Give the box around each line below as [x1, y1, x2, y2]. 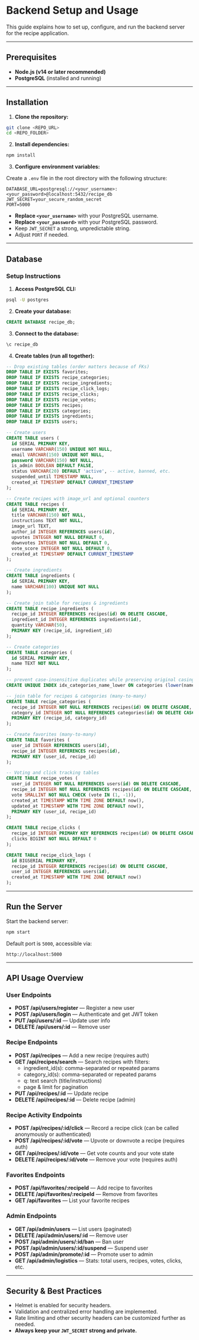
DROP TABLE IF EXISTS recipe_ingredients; [6, 380, 113, 387]
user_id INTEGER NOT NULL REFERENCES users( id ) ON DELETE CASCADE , [11, 781, 182, 787]
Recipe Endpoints [6, 1038, 58, 1047]
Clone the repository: [14, 113, 69, 120]
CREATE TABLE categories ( [6, 649, 73, 655]
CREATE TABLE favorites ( [6, 737, 70, 743]
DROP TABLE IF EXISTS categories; [6, 408, 92, 414]
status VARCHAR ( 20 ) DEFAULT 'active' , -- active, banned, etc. [11, 468, 171, 475]
